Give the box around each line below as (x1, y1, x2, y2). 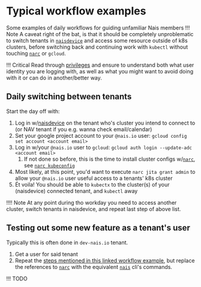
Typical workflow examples (6, 4, 146, 18)
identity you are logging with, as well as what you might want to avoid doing (6, 67, 194, 75)
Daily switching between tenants (6, 91, 132, 102)
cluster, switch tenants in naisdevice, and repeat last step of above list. (6, 205, 181, 212)
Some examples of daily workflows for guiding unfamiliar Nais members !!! (6, 24, 190, 31)
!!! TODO (6, 275, 28, 282)
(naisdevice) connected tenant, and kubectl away (14, 187, 138, 194)
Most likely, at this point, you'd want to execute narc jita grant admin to (14, 168, 196, 175)
